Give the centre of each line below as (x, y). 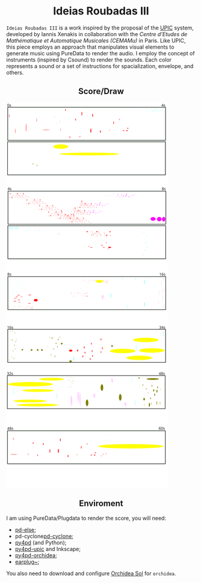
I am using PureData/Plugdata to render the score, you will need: (86, 518)
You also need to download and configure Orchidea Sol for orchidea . (91, 573)
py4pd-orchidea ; (36, 555)
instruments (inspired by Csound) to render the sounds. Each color (89, 60)
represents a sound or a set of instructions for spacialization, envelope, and (100, 66)
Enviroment (101, 504)
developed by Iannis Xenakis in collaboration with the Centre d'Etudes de (97, 34)
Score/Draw (101, 91)
